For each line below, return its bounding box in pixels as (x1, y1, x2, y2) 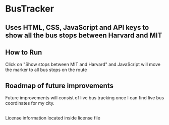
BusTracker (5, 3, 54, 15)
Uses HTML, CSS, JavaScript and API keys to (5, 23, 149, 32)
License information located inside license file (5, 114, 101, 121)
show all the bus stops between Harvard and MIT (5, 31, 162, 39)
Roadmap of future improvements (5, 81, 114, 90)
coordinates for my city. (5, 100, 54, 106)
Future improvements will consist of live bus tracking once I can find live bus (5, 95, 164, 101)
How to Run (5, 48, 42, 56)
